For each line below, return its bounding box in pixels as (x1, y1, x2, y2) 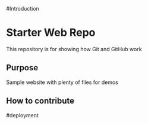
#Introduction (6, 5, 40, 12)
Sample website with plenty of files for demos (6, 79, 119, 86)
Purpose (6, 62, 39, 73)
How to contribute (6, 96, 75, 106)
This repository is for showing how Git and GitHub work (6, 45, 142, 52)
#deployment (6, 111, 39, 118)
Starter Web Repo (6, 26, 96, 39)
